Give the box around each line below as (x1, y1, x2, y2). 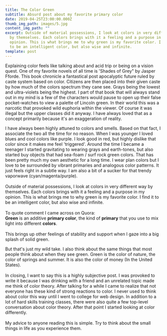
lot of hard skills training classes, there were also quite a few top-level (5, 299, 148, 305)
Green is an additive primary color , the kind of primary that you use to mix (5, 215, 159, 221)
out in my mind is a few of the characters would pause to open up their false (5, 94, 162, 100)
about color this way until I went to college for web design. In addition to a (5, 293, 157, 299)
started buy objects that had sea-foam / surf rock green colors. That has (5, 151, 154, 157)
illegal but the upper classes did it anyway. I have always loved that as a (5, 110, 153, 116)
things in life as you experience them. (5, 325, 82, 331)
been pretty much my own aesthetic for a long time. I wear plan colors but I (5, 157, 159, 163)
